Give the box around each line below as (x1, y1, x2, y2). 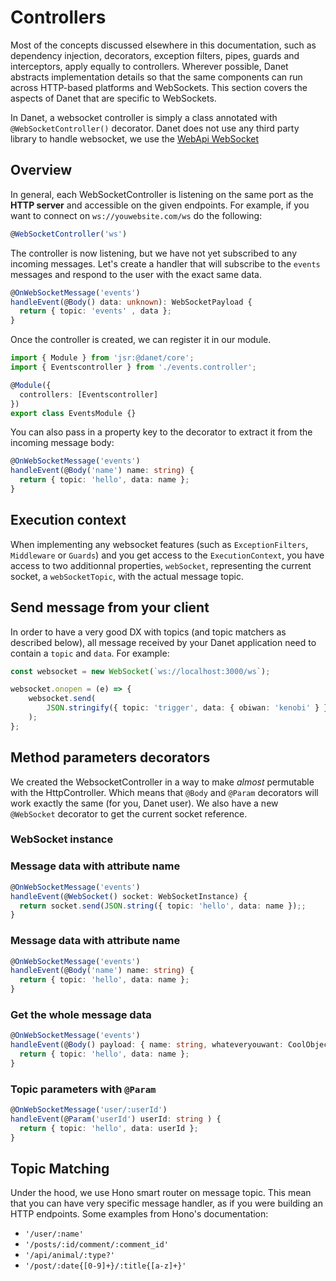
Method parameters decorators (10, 749, 211, 766)
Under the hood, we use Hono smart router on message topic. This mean (10, 1187, 312, 1199)
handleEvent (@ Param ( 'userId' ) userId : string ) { (10, 1114, 222, 1125)
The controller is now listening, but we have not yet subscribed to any (10, 247, 298, 259)
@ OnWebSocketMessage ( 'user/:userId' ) (10, 1105, 168, 1115)
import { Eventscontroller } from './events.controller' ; (10, 362, 257, 372)
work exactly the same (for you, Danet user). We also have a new (10, 797, 279, 809)
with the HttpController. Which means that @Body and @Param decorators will (10, 786, 319, 798)
